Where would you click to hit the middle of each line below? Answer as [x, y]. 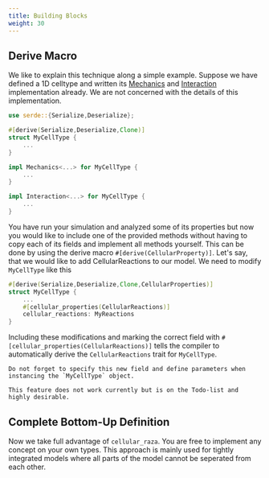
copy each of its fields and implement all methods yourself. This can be [126, 244]
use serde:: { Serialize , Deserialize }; [71, 116]
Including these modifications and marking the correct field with [114, 337]
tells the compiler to [187, 346]
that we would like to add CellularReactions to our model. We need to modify [135, 261]
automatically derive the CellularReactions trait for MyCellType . [113, 354]
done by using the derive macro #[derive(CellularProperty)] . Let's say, [128, 252]
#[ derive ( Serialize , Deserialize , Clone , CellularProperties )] [111, 284]
